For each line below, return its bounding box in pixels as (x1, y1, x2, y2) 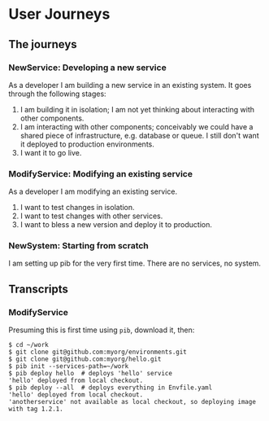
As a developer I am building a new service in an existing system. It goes (8, 80, 252, 90)
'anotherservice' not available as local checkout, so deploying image (8, 398, 256, 406)
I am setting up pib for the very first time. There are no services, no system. (8, 258, 262, 269)
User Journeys (8, 5, 111, 24)
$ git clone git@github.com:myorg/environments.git (8, 348, 187, 357)
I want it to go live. (20, 147, 82, 157)
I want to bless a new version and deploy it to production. (20, 220, 213, 230)
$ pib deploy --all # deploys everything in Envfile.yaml (8, 384, 213, 392)
